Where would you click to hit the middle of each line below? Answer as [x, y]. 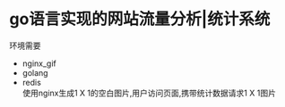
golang [35, 72]
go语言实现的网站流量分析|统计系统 [140, 19]
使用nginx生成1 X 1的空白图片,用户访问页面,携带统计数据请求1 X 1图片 [149, 93]
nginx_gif [39, 63]
